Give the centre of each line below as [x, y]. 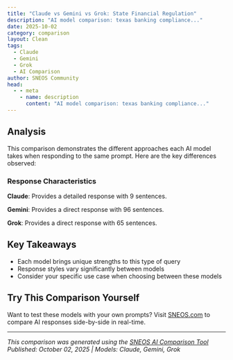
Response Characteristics [52, 181]
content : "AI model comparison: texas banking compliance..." [117, 104]
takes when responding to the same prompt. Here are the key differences [112, 156]
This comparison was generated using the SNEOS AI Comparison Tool [108, 342]
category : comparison [38, 33]
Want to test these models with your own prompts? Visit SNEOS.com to [109, 314]
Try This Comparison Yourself [74, 298]
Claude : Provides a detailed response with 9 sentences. [87, 196]
